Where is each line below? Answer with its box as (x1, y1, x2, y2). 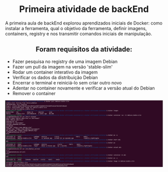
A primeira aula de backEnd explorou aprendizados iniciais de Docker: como (5, 20, 162, 26)
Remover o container (12, 90, 56, 96)
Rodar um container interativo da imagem (12, 69, 98, 75)
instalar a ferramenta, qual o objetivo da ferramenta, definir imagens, (5, 25, 147, 31)
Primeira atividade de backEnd (19, 3, 149, 15)
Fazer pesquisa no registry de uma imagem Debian (12, 58, 117, 64)
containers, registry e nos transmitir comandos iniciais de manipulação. (5, 30, 152, 36)
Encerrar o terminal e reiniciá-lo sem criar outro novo (12, 79, 122, 85)
